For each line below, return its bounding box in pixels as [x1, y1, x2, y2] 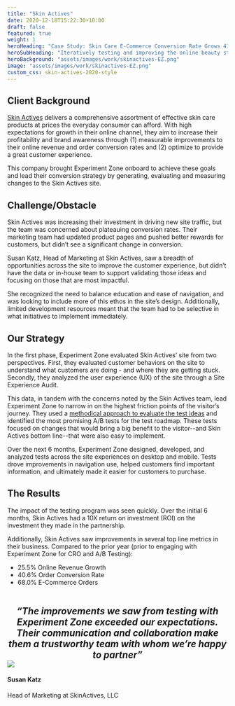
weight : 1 [7, 36, 36, 43]
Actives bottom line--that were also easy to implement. [7, 431, 166, 440]
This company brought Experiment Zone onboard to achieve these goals [7, 164, 216, 172]
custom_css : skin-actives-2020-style [7, 69, 117, 76]
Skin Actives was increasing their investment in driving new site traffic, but [7, 218, 222, 226]
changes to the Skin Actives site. [7, 179, 101, 188]
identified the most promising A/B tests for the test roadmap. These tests [7, 416, 218, 424]
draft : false [7, 23, 45, 30]
